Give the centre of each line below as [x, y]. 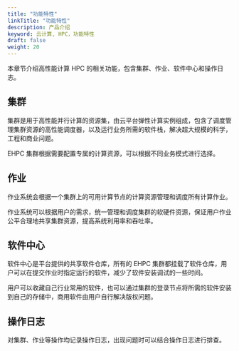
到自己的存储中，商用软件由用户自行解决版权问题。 [82, 297]
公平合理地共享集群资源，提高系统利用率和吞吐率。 [82, 220]
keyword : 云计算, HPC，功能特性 [51, 34]
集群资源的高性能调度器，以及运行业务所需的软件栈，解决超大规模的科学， [122, 129]
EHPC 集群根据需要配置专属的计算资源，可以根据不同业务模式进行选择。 [113, 153]
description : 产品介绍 [39, 27]
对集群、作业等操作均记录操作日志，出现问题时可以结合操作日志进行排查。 [116, 340]
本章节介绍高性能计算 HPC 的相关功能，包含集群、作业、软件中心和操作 [112, 68]
